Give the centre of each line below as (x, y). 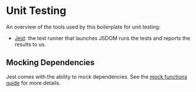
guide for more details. (33, 83)
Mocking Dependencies (50, 63)
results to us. (30, 44)
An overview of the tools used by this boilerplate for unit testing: (83, 27)
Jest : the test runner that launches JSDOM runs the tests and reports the (102, 38)
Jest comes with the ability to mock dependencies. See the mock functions (97, 76)
